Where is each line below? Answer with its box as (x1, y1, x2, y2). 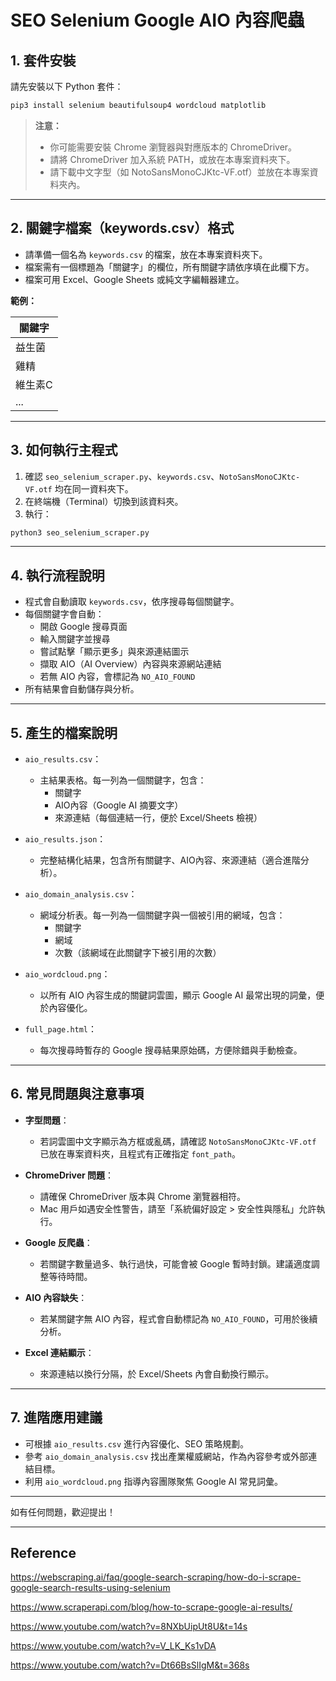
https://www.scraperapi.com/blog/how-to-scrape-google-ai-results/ (10, 1601, 293, 1613)
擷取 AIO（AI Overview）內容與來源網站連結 (39, 658, 222, 670)
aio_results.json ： (24, 833, 107, 845)
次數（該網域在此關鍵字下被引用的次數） (54, 947, 222, 958)
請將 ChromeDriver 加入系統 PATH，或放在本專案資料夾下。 (49, 153, 296, 165)
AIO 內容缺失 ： (24, 1291, 88, 1303)
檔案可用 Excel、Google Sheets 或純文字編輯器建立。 (24, 273, 245, 285)
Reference (10, 1545, 77, 1562)
